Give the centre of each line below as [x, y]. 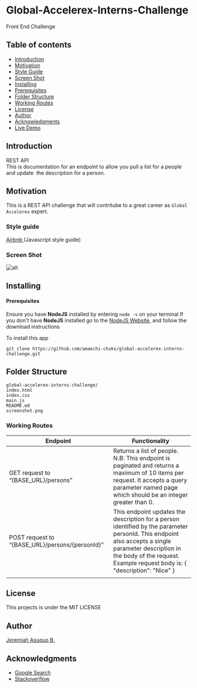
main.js [16, 401]
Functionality [151, 441]
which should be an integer [151, 495]
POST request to [32, 537]
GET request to [30, 473]
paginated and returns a [146, 466]
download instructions [33, 326]
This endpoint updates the [150, 511]
